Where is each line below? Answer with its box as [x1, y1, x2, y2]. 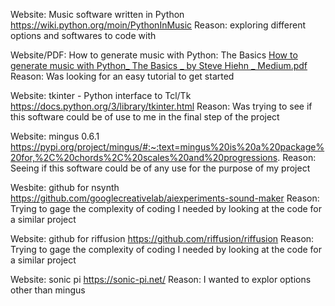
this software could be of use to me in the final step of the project [10, 111, 280, 123]
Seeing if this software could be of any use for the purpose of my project [10, 162, 311, 174]
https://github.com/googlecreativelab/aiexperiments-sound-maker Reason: [10, 192, 320, 204]
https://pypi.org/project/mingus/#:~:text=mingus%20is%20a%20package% [10, 141, 325, 153]
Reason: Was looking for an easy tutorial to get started [10, 70, 235, 82]
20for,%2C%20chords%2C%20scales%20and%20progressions [10, 152, 278, 163]
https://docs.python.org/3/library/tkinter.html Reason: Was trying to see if [10, 100, 313, 112]
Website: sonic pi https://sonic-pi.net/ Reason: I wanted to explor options [10, 274, 312, 285]
